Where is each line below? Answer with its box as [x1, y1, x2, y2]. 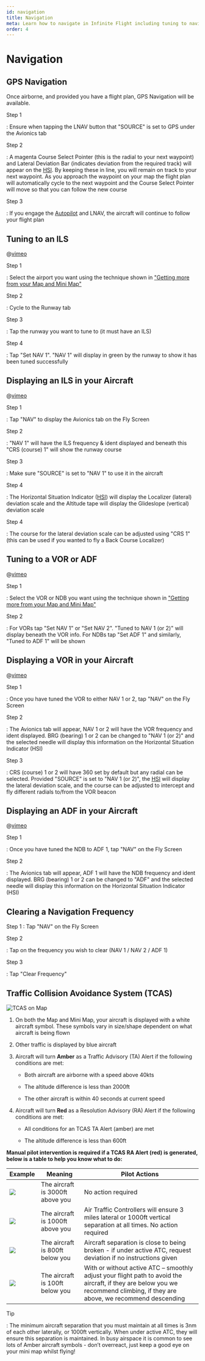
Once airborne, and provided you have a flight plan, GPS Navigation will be [6, 93, 194, 100]
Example [9, 1169, 35, 1178]
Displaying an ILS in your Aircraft [6, 376, 134, 386]
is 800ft [40, 1246, 64, 1255]
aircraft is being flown [15, 1029, 70, 1036]
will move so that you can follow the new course [6, 186, 128, 193]
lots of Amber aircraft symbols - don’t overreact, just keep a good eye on [6, 1341, 190, 1348]
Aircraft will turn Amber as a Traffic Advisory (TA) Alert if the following [15, 1053, 192, 1060]
